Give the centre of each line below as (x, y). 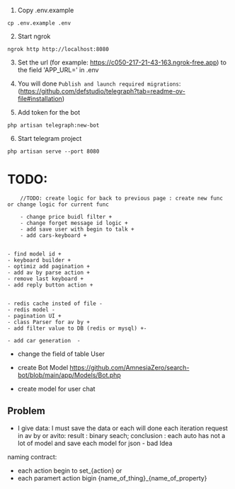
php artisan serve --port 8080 (53, 151)
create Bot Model (43, 367)
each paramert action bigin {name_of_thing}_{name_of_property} (112, 478)
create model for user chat (56, 389)
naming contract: (32, 456)
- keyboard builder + (39, 260)
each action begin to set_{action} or (70, 471)
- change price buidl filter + (66, 217)
